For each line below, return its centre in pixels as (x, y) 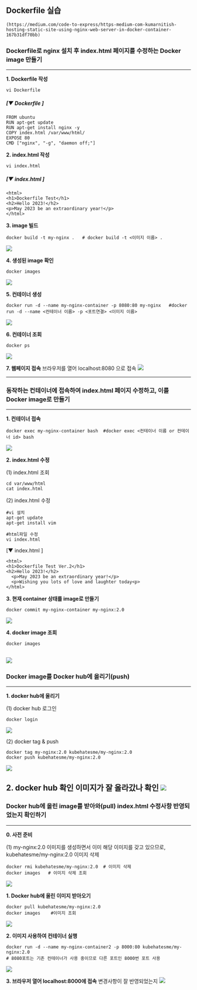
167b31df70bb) (23, 35)
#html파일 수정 (22, 535)
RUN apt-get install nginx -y (43, 128)
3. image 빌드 (22, 226)
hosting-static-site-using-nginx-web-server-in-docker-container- (89, 29)
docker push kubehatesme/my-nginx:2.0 (53, 758)
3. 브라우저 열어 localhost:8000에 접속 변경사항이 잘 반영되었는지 (82, 981)
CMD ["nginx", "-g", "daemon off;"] (51, 143)
